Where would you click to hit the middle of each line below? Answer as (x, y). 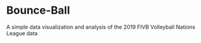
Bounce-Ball (38, 10)
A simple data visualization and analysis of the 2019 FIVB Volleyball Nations (101, 27)
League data (22, 33)
